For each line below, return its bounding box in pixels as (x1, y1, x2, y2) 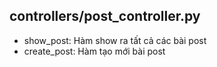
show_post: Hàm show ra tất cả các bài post (23, 34, 207, 46)
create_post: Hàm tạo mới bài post (23, 45, 166, 57)
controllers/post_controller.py (9, 8, 201, 25)
